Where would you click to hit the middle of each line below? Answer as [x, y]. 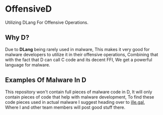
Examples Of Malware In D [46, 80]
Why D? [17, 38]
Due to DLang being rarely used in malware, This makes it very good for [77, 49]
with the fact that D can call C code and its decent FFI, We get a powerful [79, 60]
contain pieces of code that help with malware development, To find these [80, 97]
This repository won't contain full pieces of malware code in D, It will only [79, 92]
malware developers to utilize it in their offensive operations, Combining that [82, 54]
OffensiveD [29, 9]
